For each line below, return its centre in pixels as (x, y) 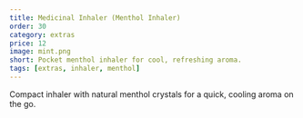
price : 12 (28, 43)
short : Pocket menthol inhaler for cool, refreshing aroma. (126, 60)
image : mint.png (40, 52)
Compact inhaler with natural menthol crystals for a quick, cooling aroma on (151, 94)
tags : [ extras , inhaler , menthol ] (75, 69)
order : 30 (28, 26)
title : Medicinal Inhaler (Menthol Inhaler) (95, 18)
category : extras (42, 34)
